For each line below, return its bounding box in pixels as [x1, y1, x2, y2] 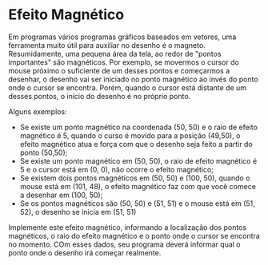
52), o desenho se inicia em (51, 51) [19, 207, 137, 216]
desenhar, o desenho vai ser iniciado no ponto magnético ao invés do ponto [8, 74, 258, 84]
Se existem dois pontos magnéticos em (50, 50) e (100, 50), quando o [19, 173, 250, 183]
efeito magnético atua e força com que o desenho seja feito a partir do [19, 139, 254, 148]
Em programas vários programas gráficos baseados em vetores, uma [8, 32, 237, 42]
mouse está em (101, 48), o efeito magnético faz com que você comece [19, 181, 256, 191]
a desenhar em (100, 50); [19, 190, 103, 200]
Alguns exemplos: [8, 106, 67, 117]
